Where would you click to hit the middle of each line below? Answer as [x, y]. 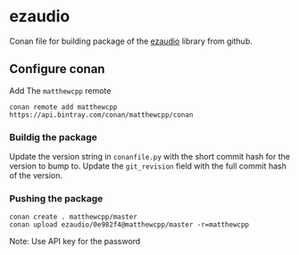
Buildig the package [54, 137]
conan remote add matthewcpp [63, 107]
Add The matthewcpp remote [60, 90]
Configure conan [57, 69]
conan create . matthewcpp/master [74, 217]
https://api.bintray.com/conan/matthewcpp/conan [101, 115]
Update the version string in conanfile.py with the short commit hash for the [149, 157]
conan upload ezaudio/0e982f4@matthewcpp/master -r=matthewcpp [129, 225]
